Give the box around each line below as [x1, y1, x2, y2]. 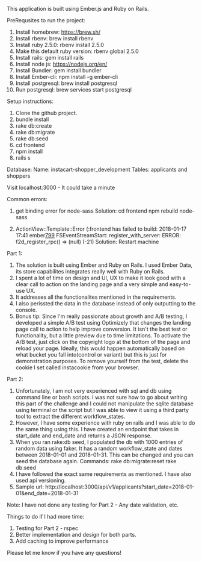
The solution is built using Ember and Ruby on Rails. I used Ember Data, [15, 261, 193, 269]
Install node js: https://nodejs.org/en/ [15, 60, 108, 67]
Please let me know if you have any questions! [7, 549, 122, 556]
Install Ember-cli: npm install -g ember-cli [15, 73, 118, 80]
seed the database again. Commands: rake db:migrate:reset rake [15, 458, 177, 464]
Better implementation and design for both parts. [15, 531, 137, 538]
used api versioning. [15, 477, 66, 484]
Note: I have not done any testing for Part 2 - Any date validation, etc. [7, 501, 179, 508]
